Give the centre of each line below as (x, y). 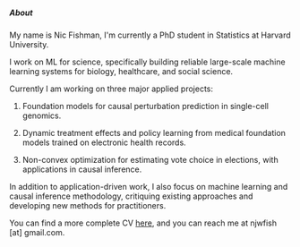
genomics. (42, 115)
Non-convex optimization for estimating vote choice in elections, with (150, 159)
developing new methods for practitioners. (88, 205)
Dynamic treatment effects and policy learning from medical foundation (154, 132)
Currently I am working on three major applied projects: (111, 89)
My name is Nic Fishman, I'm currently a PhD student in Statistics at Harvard (150, 35)
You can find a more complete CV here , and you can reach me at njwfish (143, 223)
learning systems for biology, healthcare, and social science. (121, 71)
